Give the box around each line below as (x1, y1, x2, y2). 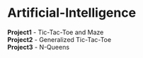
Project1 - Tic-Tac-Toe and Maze (7, 28, 104, 36)
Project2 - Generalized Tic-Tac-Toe (7, 35, 112, 43)
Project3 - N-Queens (7, 43, 69, 51)
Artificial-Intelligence (7, 5, 137, 21)
